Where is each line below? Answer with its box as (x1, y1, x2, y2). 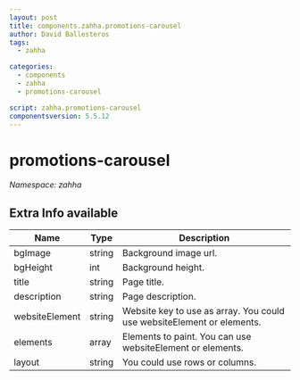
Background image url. (121, 247, 217, 260)
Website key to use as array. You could (121, 305, 286, 318)
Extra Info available (9, 205, 119, 220)
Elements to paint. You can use (121, 331, 252, 343)
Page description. (121, 291, 196, 303)
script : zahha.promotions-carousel (9, 103, 142, 112)
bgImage (13, 247, 52, 260)
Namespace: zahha (9, 179, 82, 190)
